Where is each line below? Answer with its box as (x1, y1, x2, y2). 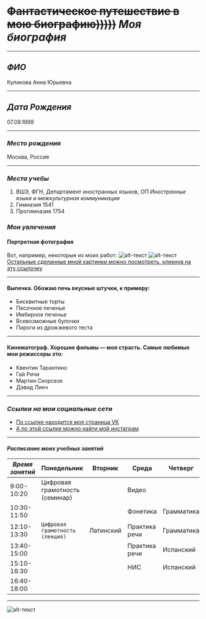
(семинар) (41, 493, 73, 502)
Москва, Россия (7, 153, 50, 160)
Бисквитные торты (15, 298, 65, 306)
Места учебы (7, 174, 50, 182)
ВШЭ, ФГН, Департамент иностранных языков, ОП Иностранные (15, 188, 186, 195)
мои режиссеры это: (7, 350, 64, 358)
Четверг (168, 464, 194, 473)
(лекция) (41, 533, 67, 540)
